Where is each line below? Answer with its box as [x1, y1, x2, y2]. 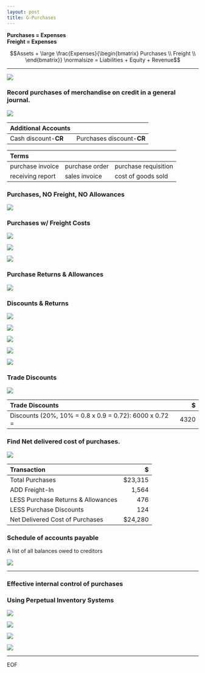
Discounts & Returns [7, 299, 69, 308]
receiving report [10, 172, 56, 180]
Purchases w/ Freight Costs [7, 219, 91, 227]
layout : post [7, 9, 40, 15]
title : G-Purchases [7, 15, 57, 21]
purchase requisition [114, 162, 173, 171]
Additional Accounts [10, 124, 71, 132]
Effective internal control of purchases [7, 579, 123, 588]
